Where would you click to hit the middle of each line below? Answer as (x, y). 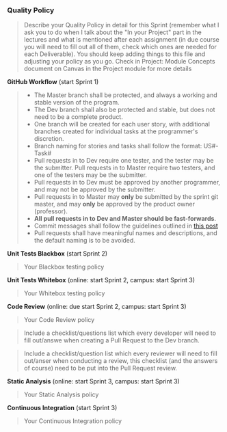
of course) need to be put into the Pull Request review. (101, 368)
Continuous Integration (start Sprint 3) (62, 408)
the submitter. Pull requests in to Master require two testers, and (124, 168)
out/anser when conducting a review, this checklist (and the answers (121, 361)
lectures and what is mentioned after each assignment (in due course (122, 40)
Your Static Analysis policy (61, 394)
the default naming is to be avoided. (84, 241)
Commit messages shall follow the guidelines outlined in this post (126, 226)
